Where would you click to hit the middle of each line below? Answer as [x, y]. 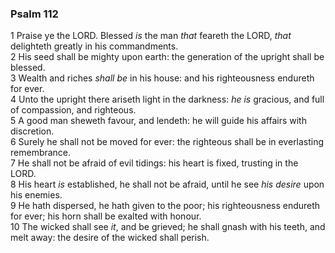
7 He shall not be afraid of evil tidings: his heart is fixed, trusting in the [154, 163]
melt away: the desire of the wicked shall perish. [110, 238]
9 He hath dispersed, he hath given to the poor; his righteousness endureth [165, 206]
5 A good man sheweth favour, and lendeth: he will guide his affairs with [158, 121]
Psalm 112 [34, 14]
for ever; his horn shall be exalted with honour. [106, 216]
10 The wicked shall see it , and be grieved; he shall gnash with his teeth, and [168, 227]
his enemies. [36, 195]
